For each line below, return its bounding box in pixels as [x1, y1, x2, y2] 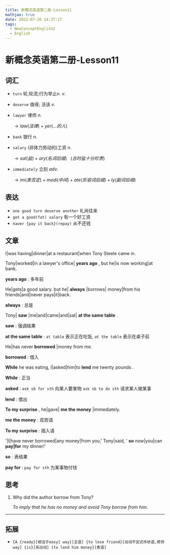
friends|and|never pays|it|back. [5, 291, 71, 297]
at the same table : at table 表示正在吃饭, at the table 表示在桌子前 [5, 333, 150, 339]
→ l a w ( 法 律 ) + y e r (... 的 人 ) [14, 123, 67, 129]
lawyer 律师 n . [12, 112, 42, 118]
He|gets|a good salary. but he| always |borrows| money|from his [5, 286, 141, 292]
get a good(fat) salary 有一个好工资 [12, 214, 91, 220]
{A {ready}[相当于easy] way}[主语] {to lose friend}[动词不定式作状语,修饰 [12, 540, 164, 545]
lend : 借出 [5, 396, 28, 402]
